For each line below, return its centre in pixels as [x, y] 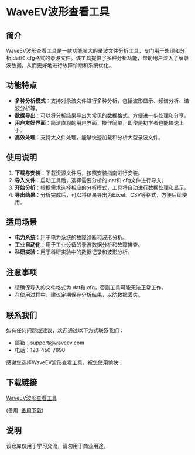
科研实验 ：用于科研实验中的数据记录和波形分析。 [73, 252]
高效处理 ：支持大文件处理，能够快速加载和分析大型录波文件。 [89, 137]
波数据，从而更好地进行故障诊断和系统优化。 [60, 65]
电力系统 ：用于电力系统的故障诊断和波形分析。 [71, 237]
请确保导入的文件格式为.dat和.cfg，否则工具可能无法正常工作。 [90, 288]
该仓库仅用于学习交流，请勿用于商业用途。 [57, 446]
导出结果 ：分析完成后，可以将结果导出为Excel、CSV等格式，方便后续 [98, 194]
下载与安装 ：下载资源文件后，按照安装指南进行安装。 [79, 173]
